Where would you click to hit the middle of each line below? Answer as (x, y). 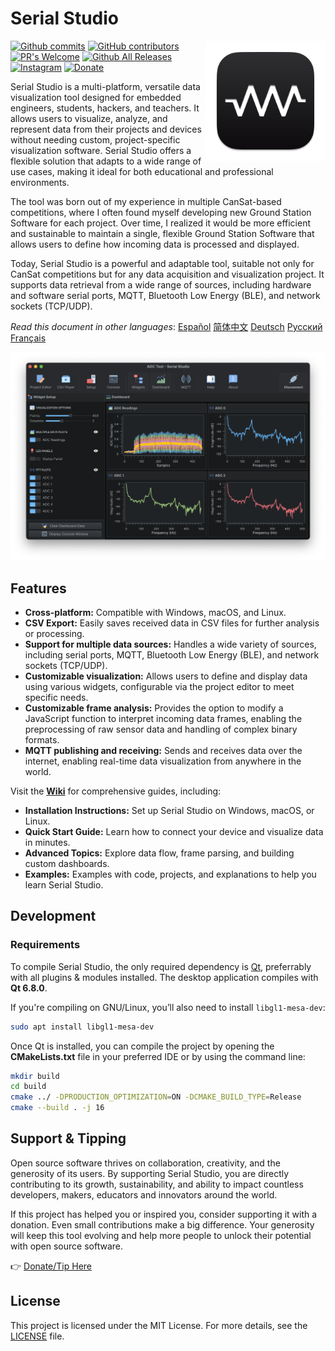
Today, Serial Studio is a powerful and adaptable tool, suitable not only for (162, 263)
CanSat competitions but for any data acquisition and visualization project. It (167, 274)
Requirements (45, 945)
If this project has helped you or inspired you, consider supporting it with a (164, 1214)
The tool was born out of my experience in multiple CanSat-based (146, 201)
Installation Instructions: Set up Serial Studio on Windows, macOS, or (169, 810)
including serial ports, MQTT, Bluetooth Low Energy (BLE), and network (172, 654)
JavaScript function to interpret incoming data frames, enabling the (163, 718)
